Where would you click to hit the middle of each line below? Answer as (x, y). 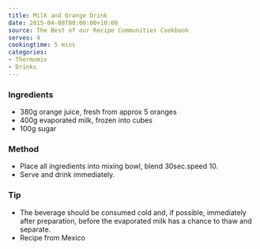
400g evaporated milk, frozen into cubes (86, 120)
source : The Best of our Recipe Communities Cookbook (99, 30)
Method (24, 149)
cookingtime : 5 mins (42, 45)
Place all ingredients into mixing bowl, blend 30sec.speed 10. (119, 166)
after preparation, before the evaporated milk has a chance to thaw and (136, 221)
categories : (28, 52)
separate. (35, 229)
